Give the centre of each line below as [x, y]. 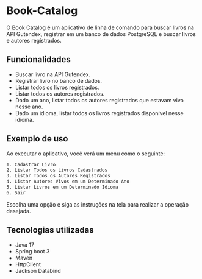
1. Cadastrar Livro [31, 164]
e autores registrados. [34, 40]
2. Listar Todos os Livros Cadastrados [57, 170]
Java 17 [25, 245]
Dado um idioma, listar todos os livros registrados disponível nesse [99, 113]
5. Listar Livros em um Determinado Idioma [63, 187]
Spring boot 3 [32, 251]
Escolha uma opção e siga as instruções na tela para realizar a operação [98, 204]
